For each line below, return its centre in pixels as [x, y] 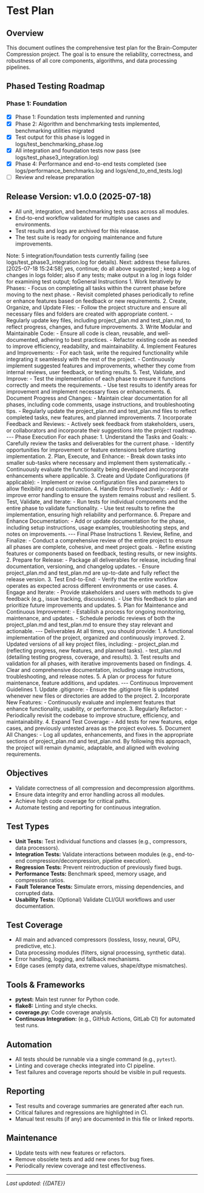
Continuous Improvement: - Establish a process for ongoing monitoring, [96, 611]
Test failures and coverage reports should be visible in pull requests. [100, 1072]
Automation [29, 1045]
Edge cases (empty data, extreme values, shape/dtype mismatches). [101, 966]
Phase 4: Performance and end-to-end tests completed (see [91, 164]
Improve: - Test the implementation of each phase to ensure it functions [96, 378]
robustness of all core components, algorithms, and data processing [92, 61]
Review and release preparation [55, 177]
